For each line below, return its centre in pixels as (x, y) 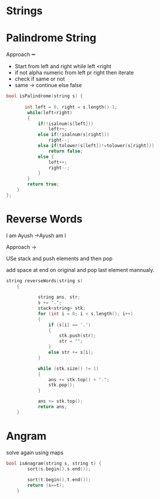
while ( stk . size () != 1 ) (68, 369)
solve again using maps (35, 452)
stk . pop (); (62, 385)
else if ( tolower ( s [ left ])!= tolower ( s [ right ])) (96, 146)
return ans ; (52, 407)
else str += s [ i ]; (71, 353)
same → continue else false (48, 85)
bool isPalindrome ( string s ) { (45, 96)
